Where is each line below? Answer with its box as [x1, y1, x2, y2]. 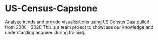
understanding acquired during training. [5, 29, 86, 35]
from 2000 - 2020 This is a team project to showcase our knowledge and [5, 24, 154, 30]
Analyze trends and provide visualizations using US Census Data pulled [5, 19, 150, 25]
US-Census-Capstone [5, 3, 98, 14]
